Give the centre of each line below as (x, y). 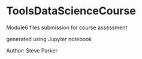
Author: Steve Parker (32, 50)
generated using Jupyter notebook (49, 39)
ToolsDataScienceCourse (71, 11)
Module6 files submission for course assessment (67, 27)
